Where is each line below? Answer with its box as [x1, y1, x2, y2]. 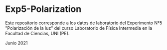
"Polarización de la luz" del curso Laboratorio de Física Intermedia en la [5, 25, 153, 31]
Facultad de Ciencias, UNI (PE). [5, 30, 70, 36]
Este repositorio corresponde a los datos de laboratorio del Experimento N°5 [5, 20, 163, 26]
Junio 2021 [5, 40, 28, 46]
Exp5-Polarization [5, 3, 82, 15]
